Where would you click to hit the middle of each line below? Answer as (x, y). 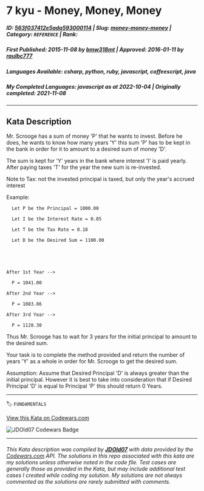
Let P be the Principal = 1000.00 (55, 208)
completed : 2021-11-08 (36, 93)
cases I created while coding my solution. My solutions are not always (94, 475)
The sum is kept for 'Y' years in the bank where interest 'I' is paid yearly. (97, 161)
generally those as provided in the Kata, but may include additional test (96, 469)
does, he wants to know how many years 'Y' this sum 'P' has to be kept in (98, 143)
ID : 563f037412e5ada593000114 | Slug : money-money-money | (89, 27)
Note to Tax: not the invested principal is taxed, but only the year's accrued (100, 179)
